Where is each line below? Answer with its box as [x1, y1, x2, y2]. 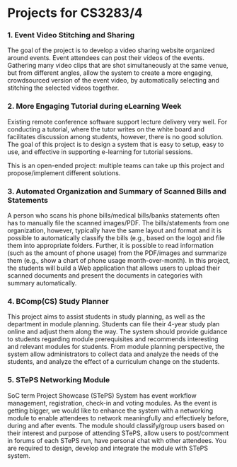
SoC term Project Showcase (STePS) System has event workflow [7, 391, 197, 400]
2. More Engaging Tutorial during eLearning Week [7, 101, 182, 111]
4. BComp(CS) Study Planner [7, 297, 109, 306]
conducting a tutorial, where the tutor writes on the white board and [7, 125, 205, 134]
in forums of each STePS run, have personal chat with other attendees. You [7, 436, 226, 444]
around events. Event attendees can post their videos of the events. [7, 54, 205, 62]
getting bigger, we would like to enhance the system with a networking [7, 406, 214, 415]
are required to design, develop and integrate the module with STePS [7, 444, 209, 452]
